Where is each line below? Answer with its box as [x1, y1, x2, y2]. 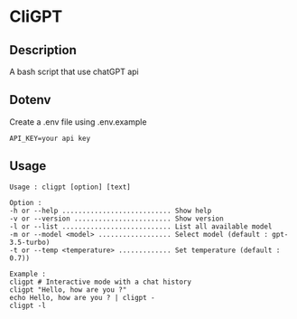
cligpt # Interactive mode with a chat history [9, 277, 192, 286]
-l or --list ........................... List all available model [9, 221, 273, 231]
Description [9, 42, 77, 58]
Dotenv [9, 92, 51, 108]
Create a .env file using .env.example [9, 116, 147, 127]
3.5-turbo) [9, 238, 51, 247]
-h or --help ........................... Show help [9, 206, 212, 215]
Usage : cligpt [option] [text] [9, 183, 131, 192]
